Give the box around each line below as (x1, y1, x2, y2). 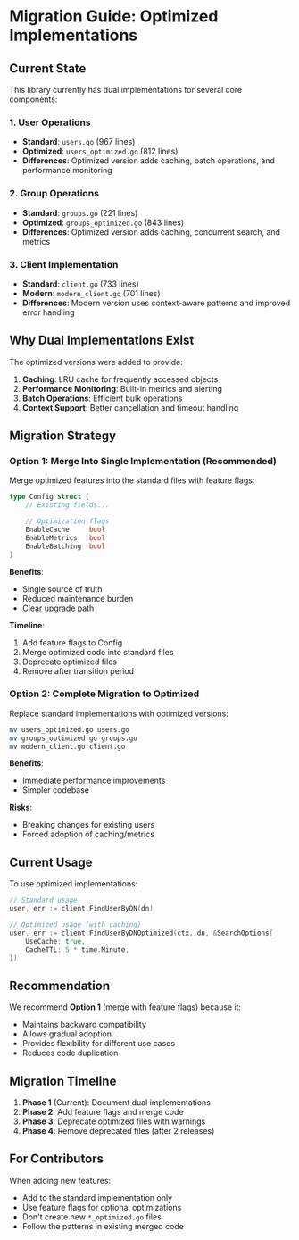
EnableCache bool (25, 525, 105, 535)
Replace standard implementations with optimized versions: (9, 708, 229, 719)
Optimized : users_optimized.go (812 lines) (21, 146, 179, 157)
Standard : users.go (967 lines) (21, 137, 136, 147)
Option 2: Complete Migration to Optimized (9, 687, 200, 700)
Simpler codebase (21, 785, 90, 795)
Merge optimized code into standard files (21, 646, 174, 657)
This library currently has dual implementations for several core (9, 85, 243, 95)
